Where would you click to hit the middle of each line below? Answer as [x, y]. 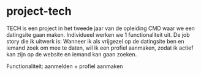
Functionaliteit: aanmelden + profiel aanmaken [65, 66]
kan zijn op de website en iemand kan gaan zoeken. [72, 54]
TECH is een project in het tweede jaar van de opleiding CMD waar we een [100, 28]
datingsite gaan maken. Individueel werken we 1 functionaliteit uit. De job [98, 34]
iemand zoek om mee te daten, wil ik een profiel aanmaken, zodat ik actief [100, 48]
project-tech [39, 11]
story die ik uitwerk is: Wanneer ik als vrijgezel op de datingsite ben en [96, 41]
